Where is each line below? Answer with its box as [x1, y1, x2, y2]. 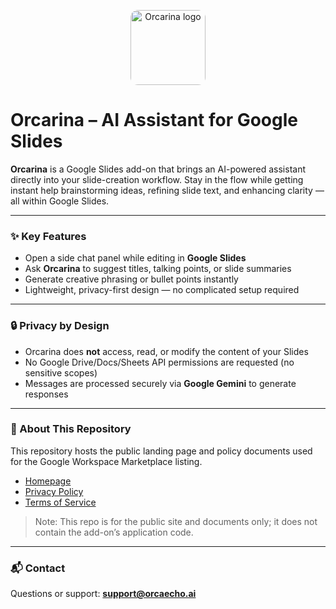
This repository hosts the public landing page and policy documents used [10, 445, 313, 457]
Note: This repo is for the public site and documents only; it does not [34, 515, 318, 527]
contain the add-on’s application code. [34, 526, 194, 538]
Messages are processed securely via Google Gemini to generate [24, 377, 297, 389]
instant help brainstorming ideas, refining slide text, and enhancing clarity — [10, 184, 325, 196]
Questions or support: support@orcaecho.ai [10, 588, 197, 600]
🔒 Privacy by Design [10, 319, 110, 333]
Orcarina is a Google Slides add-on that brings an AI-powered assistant [10, 163, 306, 175]
